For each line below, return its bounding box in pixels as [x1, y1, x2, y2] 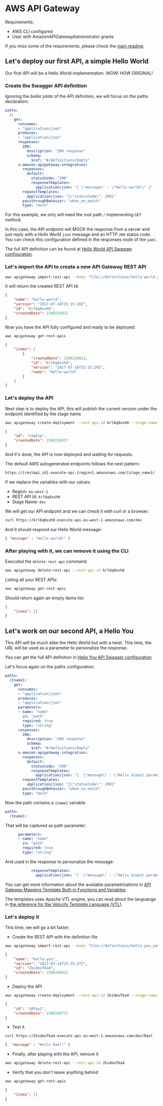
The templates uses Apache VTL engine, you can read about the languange [5, 896, 156, 902]
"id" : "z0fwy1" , [14, 1006, 47, 1011]
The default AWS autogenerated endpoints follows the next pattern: [5, 461, 140, 467]
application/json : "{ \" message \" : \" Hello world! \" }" [35, 184, 153, 190]
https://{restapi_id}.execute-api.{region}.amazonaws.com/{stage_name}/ [5, 470, 155, 475]
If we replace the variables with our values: [5, 479, 91, 485]
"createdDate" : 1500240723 [14, 1011, 68, 1015]
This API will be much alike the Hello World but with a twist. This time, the [5, 640, 152, 645]
